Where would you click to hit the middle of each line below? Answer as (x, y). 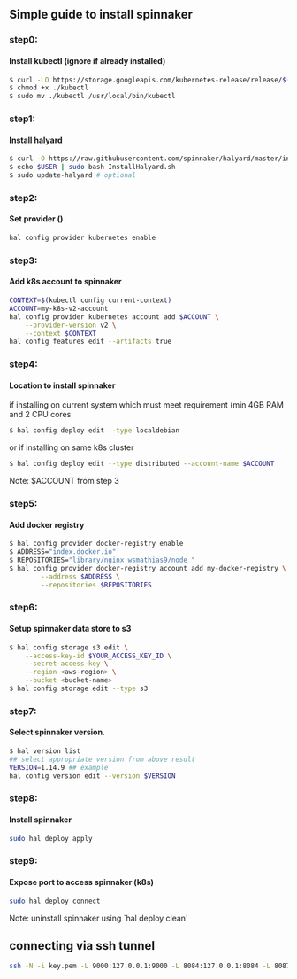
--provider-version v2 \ (71, 325)
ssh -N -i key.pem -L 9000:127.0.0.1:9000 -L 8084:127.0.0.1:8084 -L (140, 966)
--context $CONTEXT (61, 333)
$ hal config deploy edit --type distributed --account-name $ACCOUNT (142, 464)
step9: (23, 861)
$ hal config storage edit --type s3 (79, 689)
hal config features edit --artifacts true (91, 342)
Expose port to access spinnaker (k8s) (82, 882)
